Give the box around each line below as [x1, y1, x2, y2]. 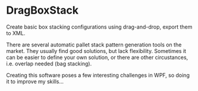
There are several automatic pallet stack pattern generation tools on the [6, 41, 182, 48]
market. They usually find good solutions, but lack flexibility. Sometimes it [6, 47, 186, 54]
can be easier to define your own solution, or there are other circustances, [6, 54, 188, 61]
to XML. [6, 29, 26, 36]
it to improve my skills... [6, 78, 64, 85]
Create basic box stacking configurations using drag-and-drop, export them [6, 23, 193, 30]
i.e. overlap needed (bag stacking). [6, 60, 92, 67]
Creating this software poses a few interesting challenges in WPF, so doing [6, 71, 190, 79]
